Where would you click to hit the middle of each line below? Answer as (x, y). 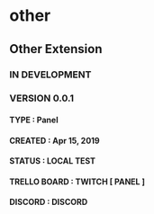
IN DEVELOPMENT (50, 75)
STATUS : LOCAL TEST (53, 161)
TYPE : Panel (34, 120)
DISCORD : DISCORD (49, 202)
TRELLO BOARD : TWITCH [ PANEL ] (77, 182)
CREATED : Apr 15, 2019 (55, 140)
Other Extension (56, 49)
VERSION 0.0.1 (42, 98)
